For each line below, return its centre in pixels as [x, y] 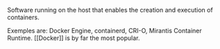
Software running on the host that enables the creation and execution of [110, 10]
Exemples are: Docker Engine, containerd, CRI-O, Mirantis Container [105, 31]
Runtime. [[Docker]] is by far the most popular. [74, 38]
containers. [23, 17]
